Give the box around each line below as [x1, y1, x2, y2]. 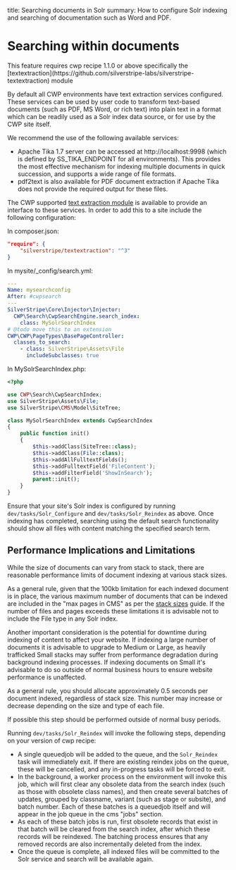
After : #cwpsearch [7, 293, 61, 300]
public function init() [20, 430, 90, 437]
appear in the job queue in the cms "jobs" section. [17, 809, 163, 818]
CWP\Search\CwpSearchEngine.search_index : [13, 313, 140, 320]
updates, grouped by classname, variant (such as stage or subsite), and [17, 795, 226, 803]
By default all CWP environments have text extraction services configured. [7, 89, 224, 98]
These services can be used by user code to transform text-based [7, 97, 200, 106]
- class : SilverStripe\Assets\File [20, 345, 125, 353]
